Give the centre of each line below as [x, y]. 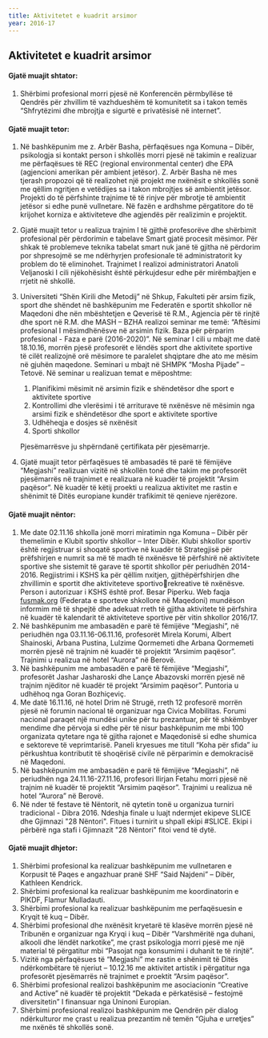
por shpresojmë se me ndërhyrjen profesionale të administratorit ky [131, 256]
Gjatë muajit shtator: [43, 76]
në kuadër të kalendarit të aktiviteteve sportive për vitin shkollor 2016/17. [139, 617]
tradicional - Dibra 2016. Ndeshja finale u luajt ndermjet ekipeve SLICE [135, 812]
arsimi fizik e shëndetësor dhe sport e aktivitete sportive [124, 414]
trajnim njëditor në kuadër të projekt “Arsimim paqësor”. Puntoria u [129, 685]
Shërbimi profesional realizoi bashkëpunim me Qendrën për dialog [129, 1010]
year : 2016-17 [32, 23]
